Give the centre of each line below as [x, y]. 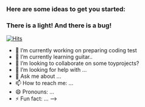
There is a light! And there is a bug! [59, 25]
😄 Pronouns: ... [35, 92]
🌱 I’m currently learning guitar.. [54, 57]
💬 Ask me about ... [38, 76]
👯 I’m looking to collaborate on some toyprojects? [77, 63]
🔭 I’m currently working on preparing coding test [76, 50]
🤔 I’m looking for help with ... [51, 70]
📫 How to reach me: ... [44, 83]
